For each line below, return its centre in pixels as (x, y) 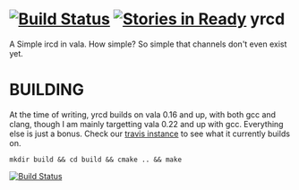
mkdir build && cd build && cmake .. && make (95, 160)
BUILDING (47, 90)
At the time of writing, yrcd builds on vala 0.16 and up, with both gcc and (142, 114)
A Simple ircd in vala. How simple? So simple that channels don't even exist (148, 44)
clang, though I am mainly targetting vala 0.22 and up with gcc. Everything (146, 124)
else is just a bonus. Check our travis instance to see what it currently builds (150, 134)
